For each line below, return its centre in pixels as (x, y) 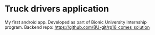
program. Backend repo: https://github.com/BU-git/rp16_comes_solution (77, 27)
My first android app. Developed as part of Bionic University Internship (76, 22)
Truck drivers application (57, 9)
